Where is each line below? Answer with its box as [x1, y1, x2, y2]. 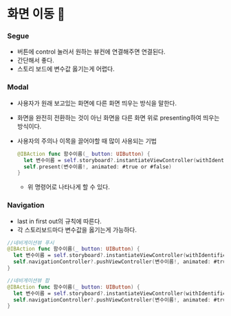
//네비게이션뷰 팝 [7, 277, 50, 284]
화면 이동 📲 [7, 6, 65, 22]
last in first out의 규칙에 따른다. [16, 217, 102, 225]
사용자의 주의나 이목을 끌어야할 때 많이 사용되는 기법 [16, 137, 157, 145]
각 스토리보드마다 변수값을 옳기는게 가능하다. [16, 225, 137, 234]
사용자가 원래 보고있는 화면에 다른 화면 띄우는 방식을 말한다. [16, 99, 177, 107]
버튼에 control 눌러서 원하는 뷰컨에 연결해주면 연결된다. [16, 47, 166, 56]
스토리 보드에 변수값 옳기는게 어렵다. [16, 65, 115, 73]
